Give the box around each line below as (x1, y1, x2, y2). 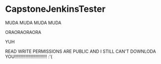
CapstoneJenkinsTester (5, 3, 106, 15)
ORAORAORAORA (5, 29, 42, 35)
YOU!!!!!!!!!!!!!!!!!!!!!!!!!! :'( (5, 53, 53, 60)
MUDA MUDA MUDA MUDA (5, 20, 62, 26)
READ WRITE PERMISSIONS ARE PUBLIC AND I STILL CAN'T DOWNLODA (5, 48, 156, 54)
